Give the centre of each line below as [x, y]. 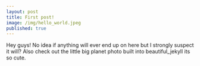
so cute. [16, 58]
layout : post [22, 12]
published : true [26, 28]
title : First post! [30, 17]
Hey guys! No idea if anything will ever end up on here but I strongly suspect [100, 45]
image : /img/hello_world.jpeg [44, 23]
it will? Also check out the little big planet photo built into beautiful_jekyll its [98, 52]
